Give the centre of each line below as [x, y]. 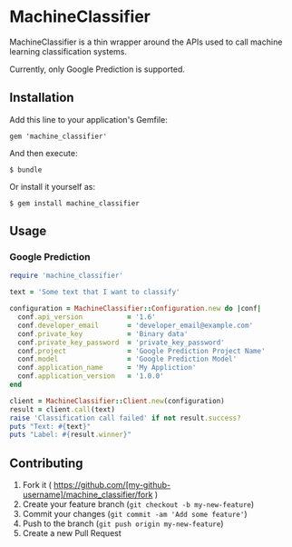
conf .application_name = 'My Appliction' [107, 368]
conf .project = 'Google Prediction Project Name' [141, 351]
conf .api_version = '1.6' [87, 317]
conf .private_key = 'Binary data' [103, 333]
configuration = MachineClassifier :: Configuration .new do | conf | [135, 309]
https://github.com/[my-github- [112, 485]
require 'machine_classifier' [67, 276]
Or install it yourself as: [52, 186]
